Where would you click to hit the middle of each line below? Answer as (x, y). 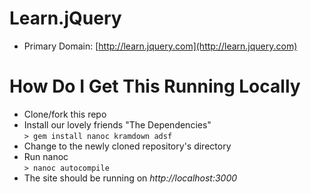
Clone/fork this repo (65, 114)
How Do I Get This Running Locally (155, 86)
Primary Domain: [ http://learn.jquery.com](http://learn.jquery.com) (160, 46)
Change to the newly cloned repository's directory (127, 146)
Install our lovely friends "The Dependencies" (117, 124)
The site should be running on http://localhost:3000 (130, 178)
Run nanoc (46, 156)
